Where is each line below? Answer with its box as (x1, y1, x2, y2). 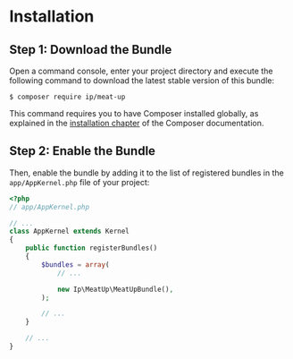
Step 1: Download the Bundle (9, 42, 172, 57)
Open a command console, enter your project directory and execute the (9, 65, 273, 76)
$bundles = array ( (41, 260, 110, 269)
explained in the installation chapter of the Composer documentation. (9, 118, 264, 128)
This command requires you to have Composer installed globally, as (9, 108, 259, 118)
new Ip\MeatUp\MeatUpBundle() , (56, 285, 174, 294)
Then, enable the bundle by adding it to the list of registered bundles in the (9, 167, 284, 178)
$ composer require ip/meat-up (9, 92, 126, 101)
